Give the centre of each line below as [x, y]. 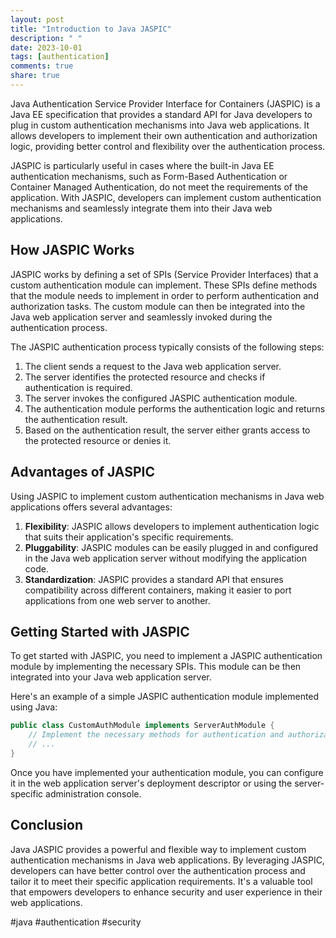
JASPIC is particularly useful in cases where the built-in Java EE [142, 165]
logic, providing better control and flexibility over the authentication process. [168, 146]
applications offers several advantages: [91, 507]
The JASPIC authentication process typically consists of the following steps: [167, 347]
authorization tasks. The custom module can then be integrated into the [158, 306]
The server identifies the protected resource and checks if [145, 377]
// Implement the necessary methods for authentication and [156, 735]
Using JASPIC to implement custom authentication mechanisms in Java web [167, 496]
